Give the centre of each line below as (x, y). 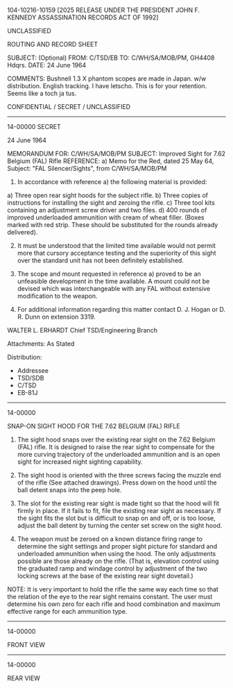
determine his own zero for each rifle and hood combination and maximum (114, 604)
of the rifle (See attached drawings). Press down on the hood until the (117, 483)
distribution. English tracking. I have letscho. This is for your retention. (107, 86)
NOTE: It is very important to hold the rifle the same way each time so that (113, 589)
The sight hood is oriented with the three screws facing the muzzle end (119, 475)
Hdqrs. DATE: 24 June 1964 (47, 65)
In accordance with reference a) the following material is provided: (112, 182)
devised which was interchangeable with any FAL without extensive (114, 288)
